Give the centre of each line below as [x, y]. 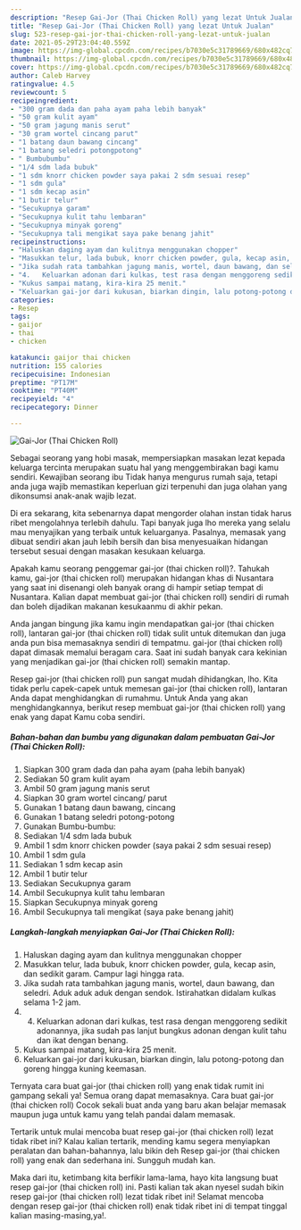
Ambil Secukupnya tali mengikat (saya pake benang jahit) [129, 911]
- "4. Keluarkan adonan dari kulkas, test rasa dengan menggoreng [140, 275]
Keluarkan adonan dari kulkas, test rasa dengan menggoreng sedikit [162, 1021]
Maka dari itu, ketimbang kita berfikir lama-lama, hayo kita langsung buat [144, 1177]
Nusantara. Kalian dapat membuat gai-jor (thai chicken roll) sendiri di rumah [150, 597]
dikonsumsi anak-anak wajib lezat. [73, 496]
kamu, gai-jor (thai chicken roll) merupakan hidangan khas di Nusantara [142, 578]
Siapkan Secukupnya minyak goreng [91, 902]
